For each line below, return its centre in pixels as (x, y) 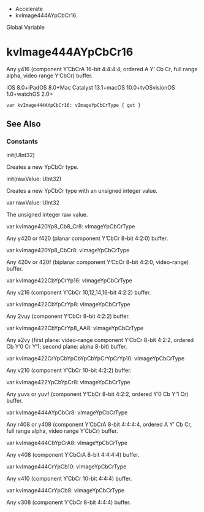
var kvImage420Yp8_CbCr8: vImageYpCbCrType (68, 250)
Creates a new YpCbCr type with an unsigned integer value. (82, 190)
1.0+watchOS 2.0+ (30, 94)
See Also (24, 124)
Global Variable (25, 27)
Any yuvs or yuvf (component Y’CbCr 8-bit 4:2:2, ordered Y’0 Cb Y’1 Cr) (97, 394)
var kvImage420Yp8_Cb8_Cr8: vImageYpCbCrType (71, 226)
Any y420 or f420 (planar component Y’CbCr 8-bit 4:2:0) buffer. (87, 238)
